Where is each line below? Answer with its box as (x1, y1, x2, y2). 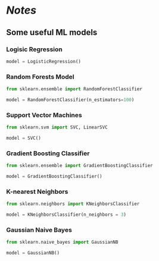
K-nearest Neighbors (6, 187, 68, 196)
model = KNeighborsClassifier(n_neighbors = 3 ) (6, 212, 127, 218)
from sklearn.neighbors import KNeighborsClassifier (6, 201, 140, 207)
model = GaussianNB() (6, 250, 60, 256)
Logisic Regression (6, 45, 63, 54)
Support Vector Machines (6, 111, 82, 119)
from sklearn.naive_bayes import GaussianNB (6, 239, 119, 246)
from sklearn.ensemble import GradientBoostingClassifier (6, 163, 153, 169)
